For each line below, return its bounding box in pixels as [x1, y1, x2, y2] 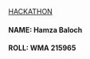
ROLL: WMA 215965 [8, 43, 76, 53]
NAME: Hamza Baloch [8, 25, 83, 34]
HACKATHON [8, 7, 53, 16]
